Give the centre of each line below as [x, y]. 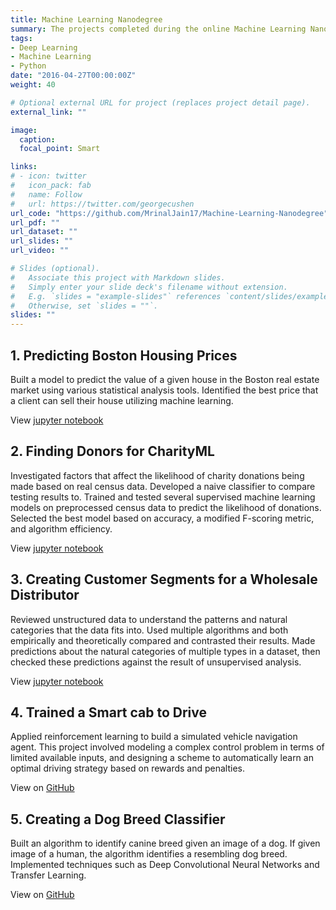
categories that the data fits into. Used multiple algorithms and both [149, 630]
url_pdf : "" [35, 222]
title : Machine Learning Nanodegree [86, 19]
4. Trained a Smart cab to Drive [109, 712]
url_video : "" [40, 251]
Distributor [45, 595]
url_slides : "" [42, 241]
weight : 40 [33, 85]
